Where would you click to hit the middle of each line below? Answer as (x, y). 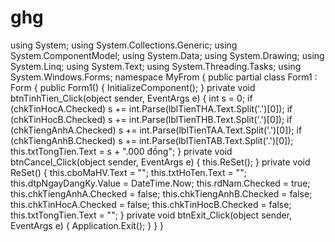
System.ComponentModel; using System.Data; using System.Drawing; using (167, 55)
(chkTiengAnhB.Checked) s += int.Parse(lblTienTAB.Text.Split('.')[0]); (152, 140)
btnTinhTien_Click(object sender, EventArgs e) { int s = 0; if (131, 98)
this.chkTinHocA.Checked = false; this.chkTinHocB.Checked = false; (151, 204)
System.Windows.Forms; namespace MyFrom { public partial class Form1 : (164, 77)
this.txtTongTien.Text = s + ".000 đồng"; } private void (121, 151)
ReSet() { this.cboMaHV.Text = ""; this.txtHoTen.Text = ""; (128, 172)
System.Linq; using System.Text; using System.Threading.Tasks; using (156, 66)
